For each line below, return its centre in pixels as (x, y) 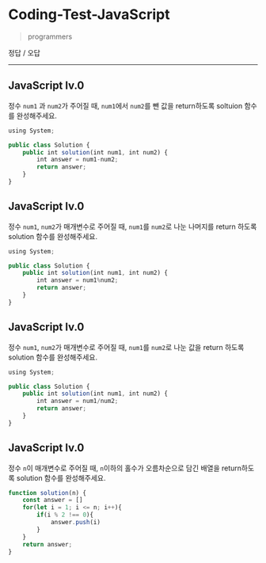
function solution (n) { (47, 493)
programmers (50, 36)
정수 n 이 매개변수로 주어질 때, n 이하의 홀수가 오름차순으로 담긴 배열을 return (125, 468)
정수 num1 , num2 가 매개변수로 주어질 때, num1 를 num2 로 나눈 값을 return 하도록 (126, 347)
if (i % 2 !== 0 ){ (65, 515)
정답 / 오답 (25, 52)
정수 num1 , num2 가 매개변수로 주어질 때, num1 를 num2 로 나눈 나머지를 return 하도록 (133, 226)
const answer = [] (53, 500)
